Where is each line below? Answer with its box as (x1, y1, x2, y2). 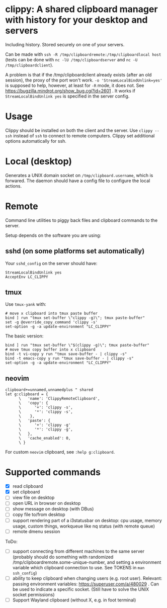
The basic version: (5, 333, 44, 339)
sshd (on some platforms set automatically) (5, 247, 145, 255)
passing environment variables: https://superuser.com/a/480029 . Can (12, 581, 159, 587)
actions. (5, 183, 22, 189)
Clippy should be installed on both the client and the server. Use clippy (5, 127, 153, 133)
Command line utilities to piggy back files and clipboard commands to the (5, 217, 158, 223)
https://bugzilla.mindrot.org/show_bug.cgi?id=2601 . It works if (5, 88, 136, 94)
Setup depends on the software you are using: (5, 232, 102, 238)
